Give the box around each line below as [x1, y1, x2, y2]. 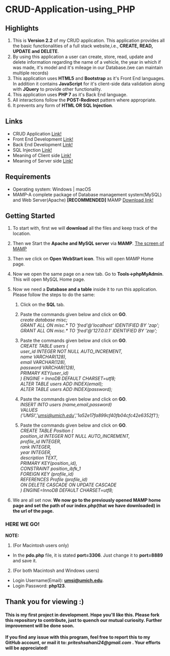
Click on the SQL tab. [20, 302, 65, 308]
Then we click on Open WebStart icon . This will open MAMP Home [12, 256, 154, 262]
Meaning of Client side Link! [12, 152, 72, 159]
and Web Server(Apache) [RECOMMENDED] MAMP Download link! [12, 197, 154, 203]
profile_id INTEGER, [20, 438, 62, 444]
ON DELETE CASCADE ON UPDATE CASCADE [20, 482, 117, 488]
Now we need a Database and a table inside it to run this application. [12, 286, 157, 293]
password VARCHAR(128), [20, 364, 76, 371]
